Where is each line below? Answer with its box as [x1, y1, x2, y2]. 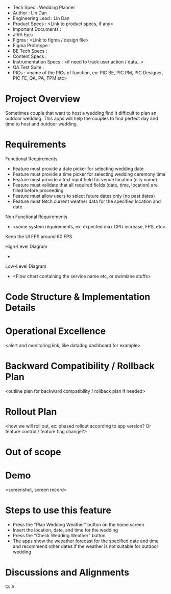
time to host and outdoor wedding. [5, 120, 78, 127]
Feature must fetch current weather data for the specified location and [12, 198, 161, 204]
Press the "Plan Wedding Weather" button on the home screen [12, 521, 144, 527]
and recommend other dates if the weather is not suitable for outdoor [12, 543, 159, 549]
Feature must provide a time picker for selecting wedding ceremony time [12, 171, 166, 177]
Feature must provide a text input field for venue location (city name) [12, 176, 157, 182]
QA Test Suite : [12, 64, 44, 70]
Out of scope [5, 447, 61, 458]
